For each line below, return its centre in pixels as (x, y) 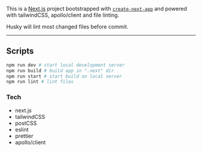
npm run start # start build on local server (64, 76)
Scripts (20, 51)
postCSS (26, 123)
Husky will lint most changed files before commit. (67, 27)
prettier (24, 136)
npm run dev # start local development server (66, 65)
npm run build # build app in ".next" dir (60, 71)
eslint (22, 129)
